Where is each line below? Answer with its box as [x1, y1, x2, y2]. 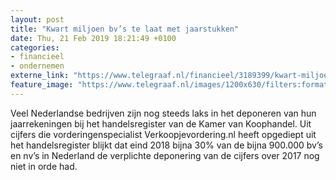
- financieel [10, 52, 65, 62]
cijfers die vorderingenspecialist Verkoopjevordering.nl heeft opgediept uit [10, 128, 317, 140]
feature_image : [10, 80, 74, 90]
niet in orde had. [10, 160, 78, 172]
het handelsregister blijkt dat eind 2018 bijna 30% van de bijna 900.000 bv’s [10, 139, 323, 151]
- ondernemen [10, 61, 65, 71]
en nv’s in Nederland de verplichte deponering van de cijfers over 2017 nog [10, 149, 320, 161]
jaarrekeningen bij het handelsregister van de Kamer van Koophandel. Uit [10, 117, 312, 130]
